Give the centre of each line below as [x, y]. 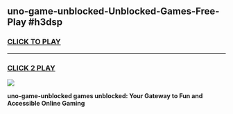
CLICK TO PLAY [34, 42]
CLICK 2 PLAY [31, 68]
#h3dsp [45, 22]
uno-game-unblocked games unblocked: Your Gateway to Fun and [105, 95]
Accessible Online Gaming [46, 103]
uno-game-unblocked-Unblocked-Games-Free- [113, 11]
